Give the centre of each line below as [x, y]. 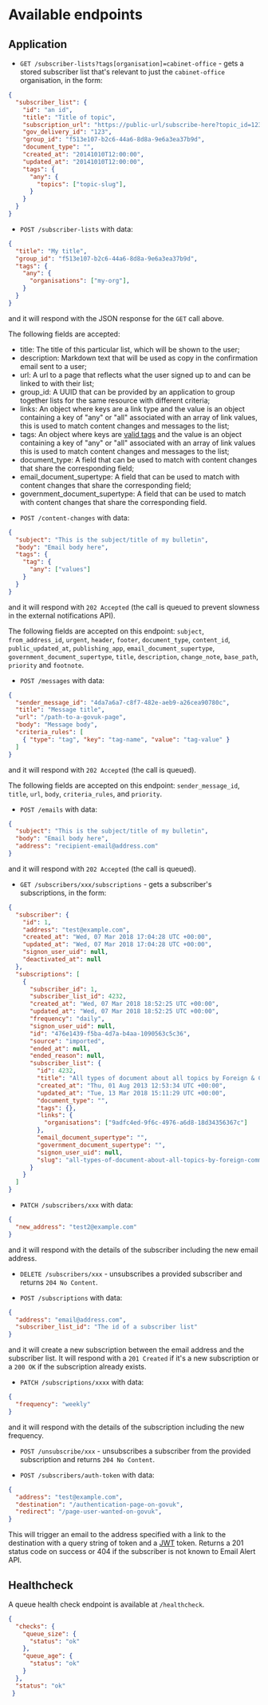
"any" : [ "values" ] [60, 570]
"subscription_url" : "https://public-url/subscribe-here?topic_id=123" [144, 125]
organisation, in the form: [61, 80]
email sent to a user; [53, 366]
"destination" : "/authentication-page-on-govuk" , [99, 1504]
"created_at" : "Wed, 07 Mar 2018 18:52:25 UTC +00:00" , [124, 1004]
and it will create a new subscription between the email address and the [126, 1350]
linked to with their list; [57, 383]
